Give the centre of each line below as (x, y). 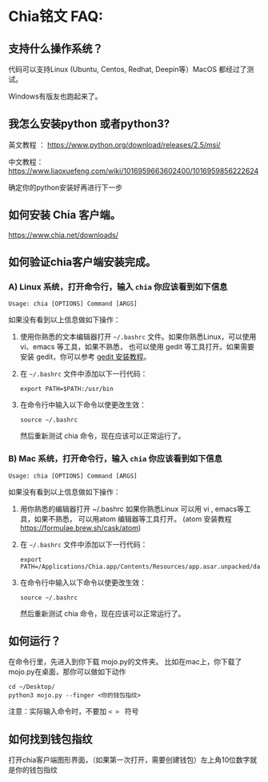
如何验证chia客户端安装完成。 (82, 262)
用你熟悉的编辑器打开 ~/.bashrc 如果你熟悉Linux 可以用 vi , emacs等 (132, 509)
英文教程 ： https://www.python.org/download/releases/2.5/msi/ (115, 144)
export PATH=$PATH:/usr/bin (66, 389)
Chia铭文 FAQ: (56, 16)
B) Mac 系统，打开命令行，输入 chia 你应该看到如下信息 (115, 459)
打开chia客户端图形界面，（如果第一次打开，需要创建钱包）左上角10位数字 (129, 760)
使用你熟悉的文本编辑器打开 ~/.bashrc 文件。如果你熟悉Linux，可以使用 (138, 337)
